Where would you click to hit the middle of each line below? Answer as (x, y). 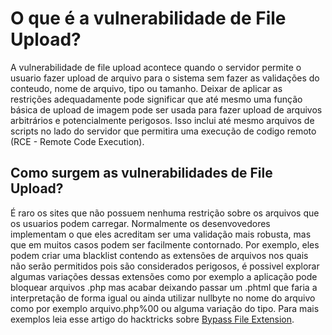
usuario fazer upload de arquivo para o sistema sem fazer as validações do (165, 78)
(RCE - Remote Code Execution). (77, 141)
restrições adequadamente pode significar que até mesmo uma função (156, 99)
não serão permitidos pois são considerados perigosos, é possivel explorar (165, 266)
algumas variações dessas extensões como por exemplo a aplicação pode (164, 276)
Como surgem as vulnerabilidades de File (141, 173)
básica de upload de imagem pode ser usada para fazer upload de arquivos (166, 109)
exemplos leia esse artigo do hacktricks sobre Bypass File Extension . (152, 319)
